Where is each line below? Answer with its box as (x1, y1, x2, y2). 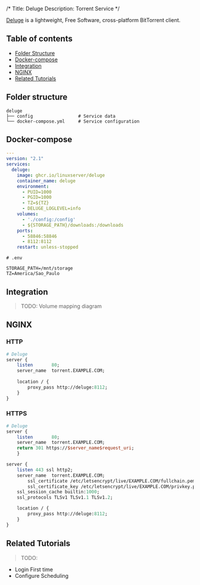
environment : (17, 183, 49, 189)
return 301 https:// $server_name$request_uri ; (17, 445, 135, 451)
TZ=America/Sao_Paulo (6, 271, 60, 277)
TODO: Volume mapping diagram (20, 303, 102, 309)
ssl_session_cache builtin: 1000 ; (17, 489, 100, 495)
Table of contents (6, 34, 73, 44)
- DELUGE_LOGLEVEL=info (21, 205, 82, 212)
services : (6, 161, 31, 167)
